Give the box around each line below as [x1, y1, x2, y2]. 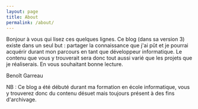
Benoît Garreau [6, 72, 43, 80]
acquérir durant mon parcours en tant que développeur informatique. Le [6, 48, 183, 55]
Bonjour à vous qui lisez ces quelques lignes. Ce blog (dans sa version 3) [6, 36, 185, 43]
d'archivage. [6, 96, 37, 103]
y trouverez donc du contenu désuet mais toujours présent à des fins [6, 90, 175, 97]
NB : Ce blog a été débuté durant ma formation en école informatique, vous [6, 84, 190, 91]
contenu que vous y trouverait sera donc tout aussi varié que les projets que [6, 54, 193, 62]
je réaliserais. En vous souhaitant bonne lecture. [6, 61, 123, 68]
